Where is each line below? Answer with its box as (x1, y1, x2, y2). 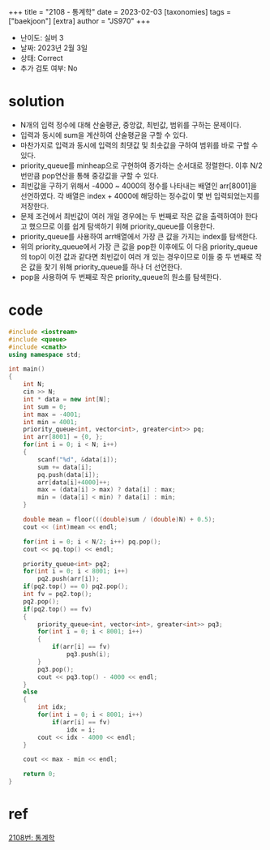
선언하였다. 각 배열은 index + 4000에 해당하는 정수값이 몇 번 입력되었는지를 (19, 191, 260, 200)
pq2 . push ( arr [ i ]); (37, 575, 100, 583)
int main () (8, 365, 45, 373)
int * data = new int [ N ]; (23, 395, 111, 403)
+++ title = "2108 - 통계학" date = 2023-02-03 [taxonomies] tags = (8, 7, 231, 16)
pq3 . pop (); (37, 665, 75, 673)
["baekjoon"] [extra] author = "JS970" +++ (8, 16, 151, 26)
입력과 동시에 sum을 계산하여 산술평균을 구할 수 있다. (19, 130, 188, 140)
